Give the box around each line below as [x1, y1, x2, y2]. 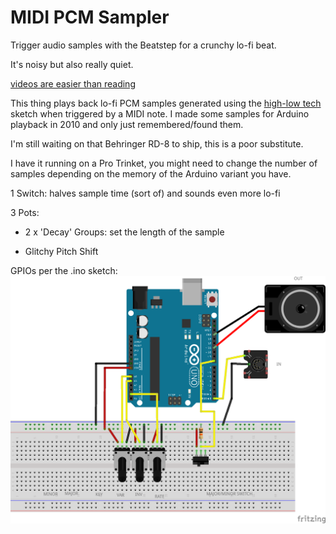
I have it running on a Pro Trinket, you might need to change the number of [10, 157, 318, 169]
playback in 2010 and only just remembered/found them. [10, 118, 244, 130]
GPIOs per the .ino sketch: [10, 264, 118, 276]
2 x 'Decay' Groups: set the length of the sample [24, 226, 225, 238]
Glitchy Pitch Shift [24, 245, 99, 257]
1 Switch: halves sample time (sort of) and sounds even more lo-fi [10, 187, 281, 199]
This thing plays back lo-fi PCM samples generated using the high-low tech [10, 97, 322, 109]
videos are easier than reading [10, 77, 136, 90]
